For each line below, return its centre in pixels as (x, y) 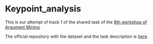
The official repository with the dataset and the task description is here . (77, 36)
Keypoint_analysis (43, 9)
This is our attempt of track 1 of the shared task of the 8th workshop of (76, 22)
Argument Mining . (23, 27)
